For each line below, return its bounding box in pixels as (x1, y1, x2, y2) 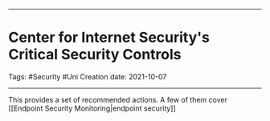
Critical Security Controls (8, 46, 182, 64)
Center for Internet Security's (8, 29, 211, 46)
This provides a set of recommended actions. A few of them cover (8, 95, 227, 104)
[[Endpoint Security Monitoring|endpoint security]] (8, 103, 177, 113)
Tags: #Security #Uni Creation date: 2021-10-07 (8, 71, 167, 81)
